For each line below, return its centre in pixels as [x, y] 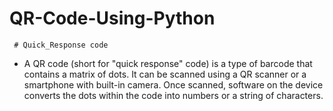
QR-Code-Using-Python [112, 18]
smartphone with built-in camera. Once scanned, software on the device [173, 84]
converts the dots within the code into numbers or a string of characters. [173, 95]
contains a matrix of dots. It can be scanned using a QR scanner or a [165, 74]
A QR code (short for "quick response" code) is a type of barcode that [168, 63]
